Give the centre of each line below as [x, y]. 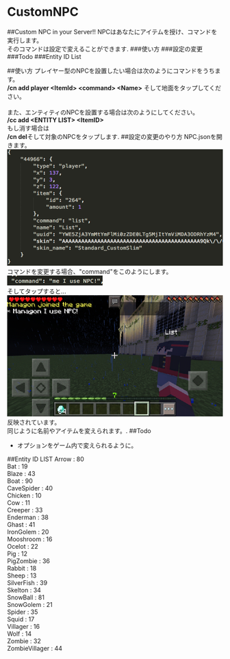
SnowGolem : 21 [30, 605]
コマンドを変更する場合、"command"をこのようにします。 [90, 271]
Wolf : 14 [20, 634]
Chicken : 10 [25, 496]
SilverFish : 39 [27, 583]
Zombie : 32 [24, 641]
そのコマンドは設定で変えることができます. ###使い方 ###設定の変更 [105, 49]
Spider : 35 [23, 612]
